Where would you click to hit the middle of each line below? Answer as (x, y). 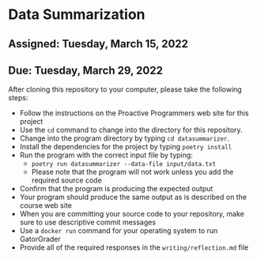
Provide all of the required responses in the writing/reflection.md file (134, 247)
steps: (18, 98)
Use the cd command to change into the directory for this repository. (131, 130)
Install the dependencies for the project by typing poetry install (126, 147)
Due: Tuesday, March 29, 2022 (86, 70)
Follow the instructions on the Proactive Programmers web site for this (134, 113)
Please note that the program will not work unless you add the (132, 172)
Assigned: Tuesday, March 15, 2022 (98, 44)
